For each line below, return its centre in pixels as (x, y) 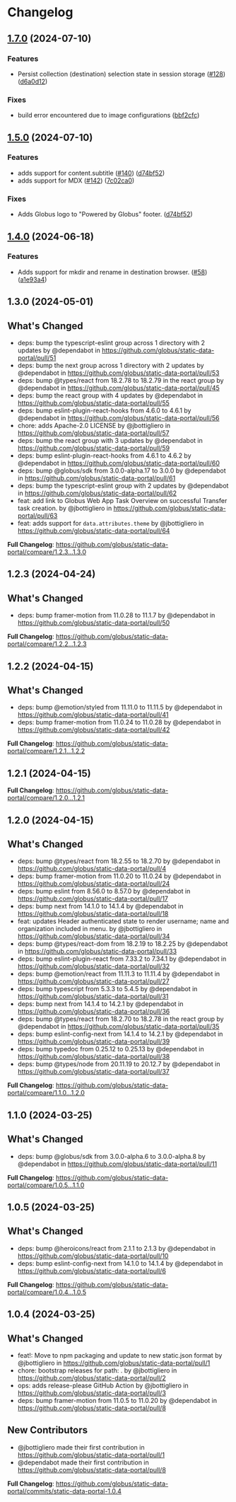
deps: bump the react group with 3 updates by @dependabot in (110, 441)
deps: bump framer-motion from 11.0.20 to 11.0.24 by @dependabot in (119, 876)
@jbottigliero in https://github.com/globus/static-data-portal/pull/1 (114, 1363)
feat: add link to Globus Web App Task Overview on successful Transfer (122, 501)
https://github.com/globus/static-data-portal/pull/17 (93, 899)
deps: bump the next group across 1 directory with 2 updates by (111, 366)
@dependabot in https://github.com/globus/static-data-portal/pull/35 (118, 1027)
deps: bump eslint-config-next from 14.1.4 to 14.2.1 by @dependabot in (120, 1034)
